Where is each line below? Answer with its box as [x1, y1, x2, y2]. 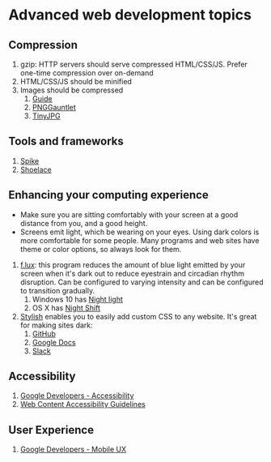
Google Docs [32, 337, 76, 347]
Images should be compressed [19, 85, 124, 95]
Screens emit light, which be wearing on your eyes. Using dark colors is [19, 227, 260, 237]
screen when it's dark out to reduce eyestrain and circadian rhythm [19, 268, 245, 278]
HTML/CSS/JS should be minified [19, 77, 132, 86]
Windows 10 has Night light [32, 294, 124, 304]
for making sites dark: [19, 320, 93, 330]
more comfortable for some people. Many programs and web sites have [19, 235, 260, 245]
